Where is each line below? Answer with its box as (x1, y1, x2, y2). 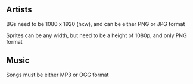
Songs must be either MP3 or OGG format (6, 71, 109, 78)
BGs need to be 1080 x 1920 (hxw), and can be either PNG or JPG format (6, 20, 185, 27)
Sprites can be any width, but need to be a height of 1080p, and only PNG (6, 32, 187, 39)
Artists (6, 5, 33, 15)
